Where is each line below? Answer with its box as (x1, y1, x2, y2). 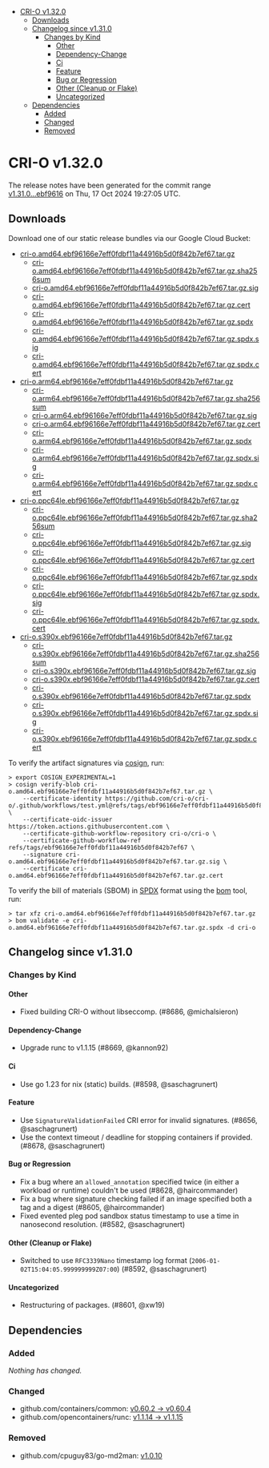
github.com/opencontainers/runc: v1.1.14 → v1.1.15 (19, 1413, 183, 1422)
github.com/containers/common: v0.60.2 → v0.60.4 (19, 1404, 191, 1414)
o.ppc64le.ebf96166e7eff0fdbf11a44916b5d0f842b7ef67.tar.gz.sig (31, 538, 251, 548)
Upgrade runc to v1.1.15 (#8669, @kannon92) (19, 1043, 169, 1052)
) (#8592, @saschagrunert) (117, 1265, 207, 1274)
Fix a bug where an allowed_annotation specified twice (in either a (19, 1177, 239, 1187)
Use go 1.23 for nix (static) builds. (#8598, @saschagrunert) (19, 1079, 219, 1088)
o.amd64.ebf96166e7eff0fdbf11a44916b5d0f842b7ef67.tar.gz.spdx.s (31, 334, 259, 344)
